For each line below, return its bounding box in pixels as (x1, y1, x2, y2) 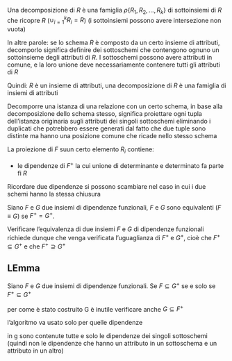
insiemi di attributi (7, 89, 58, 97)
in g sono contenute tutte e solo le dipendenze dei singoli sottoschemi (7, 332, 208, 340)
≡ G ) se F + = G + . (7, 210, 55, 220)
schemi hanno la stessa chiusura (7, 190, 101, 198)
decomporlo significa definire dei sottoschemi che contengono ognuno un (7, 46, 220, 54)
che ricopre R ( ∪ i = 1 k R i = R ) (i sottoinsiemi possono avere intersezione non (7, 15, 222, 26)
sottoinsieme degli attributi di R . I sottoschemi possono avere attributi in (7, 53, 213, 62)
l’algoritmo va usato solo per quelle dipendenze (7, 319, 143, 327)
